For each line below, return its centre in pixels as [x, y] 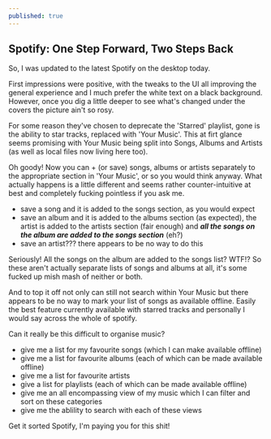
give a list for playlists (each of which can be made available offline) [133, 385]
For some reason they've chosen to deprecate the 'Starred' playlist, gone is [134, 126]
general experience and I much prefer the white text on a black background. [135, 93]
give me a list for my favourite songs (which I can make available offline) [141, 350]
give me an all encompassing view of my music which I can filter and [135, 393]
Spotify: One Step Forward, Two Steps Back [121, 49]
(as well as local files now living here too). [78, 152]
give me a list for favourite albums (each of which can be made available [141, 359]
